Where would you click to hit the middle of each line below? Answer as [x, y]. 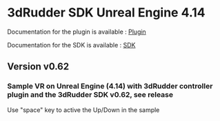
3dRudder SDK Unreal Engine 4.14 [106, 13]
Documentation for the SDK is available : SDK [71, 45]
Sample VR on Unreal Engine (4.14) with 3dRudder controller [110, 86]
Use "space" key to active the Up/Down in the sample [83, 110]
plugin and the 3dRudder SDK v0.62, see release [90, 95]
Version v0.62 [38, 67]
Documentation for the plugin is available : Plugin [77, 32]
